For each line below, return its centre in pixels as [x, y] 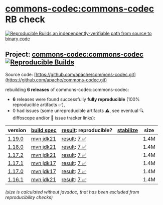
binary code [18, 39]
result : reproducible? [87, 130]
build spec [44, 130]
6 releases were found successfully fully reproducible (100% [76, 99]
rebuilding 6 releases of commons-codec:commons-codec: [67, 89]
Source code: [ [21, 74]
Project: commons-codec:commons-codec [74, 55]
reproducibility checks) [29, 197]
